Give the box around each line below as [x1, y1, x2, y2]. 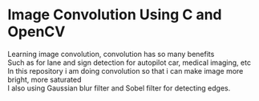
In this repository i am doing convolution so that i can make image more [7, 66, 244, 75]
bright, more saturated [7, 75, 82, 84]
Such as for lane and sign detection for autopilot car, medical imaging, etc [7, 58, 252, 67]
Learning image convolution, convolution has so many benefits [7, 49, 215, 59]
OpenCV [7, 22, 66, 41]
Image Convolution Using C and [7, 6, 222, 24]
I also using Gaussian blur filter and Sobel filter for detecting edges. [7, 83, 231, 93]
